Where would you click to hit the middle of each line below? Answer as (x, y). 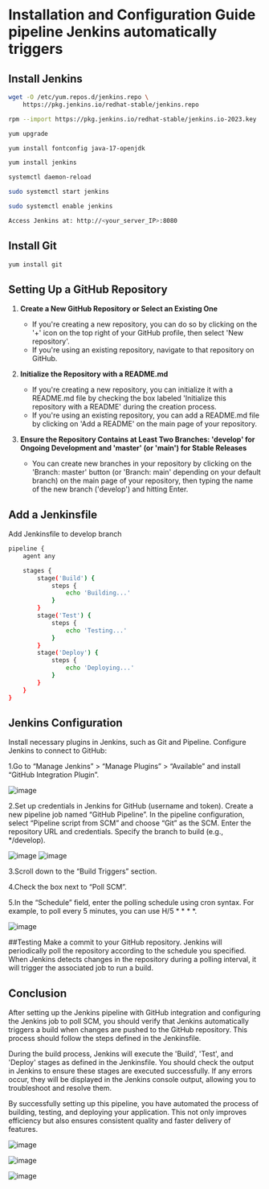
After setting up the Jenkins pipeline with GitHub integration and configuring (134, 1013)
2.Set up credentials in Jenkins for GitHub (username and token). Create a (131, 806)
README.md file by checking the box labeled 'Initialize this (129, 398)
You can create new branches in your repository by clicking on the (142, 463)
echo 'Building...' (98, 593)
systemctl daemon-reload (50, 177)
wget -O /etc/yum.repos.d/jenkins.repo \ (79, 97)
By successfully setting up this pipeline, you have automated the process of (134, 1104)
